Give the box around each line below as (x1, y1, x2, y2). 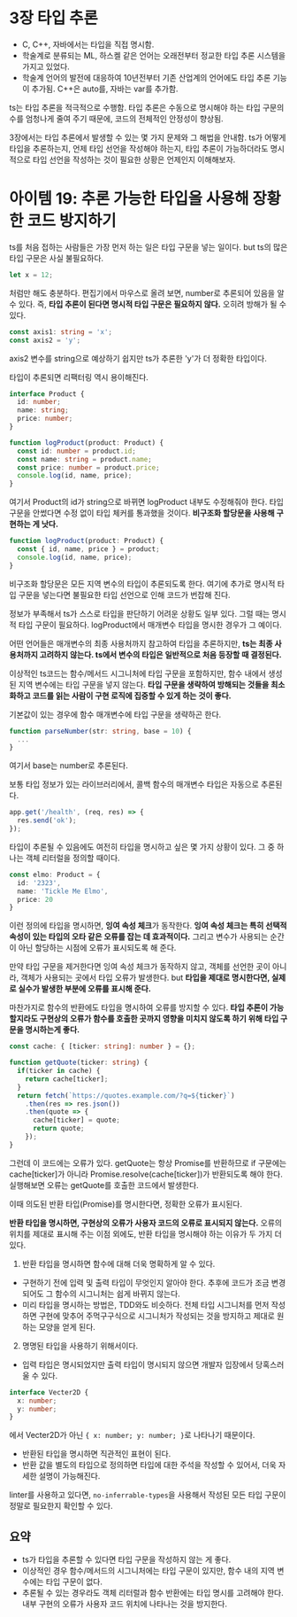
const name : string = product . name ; (17, 455, 152, 463)
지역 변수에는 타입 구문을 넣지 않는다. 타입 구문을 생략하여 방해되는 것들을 (18, 679, 270, 689)
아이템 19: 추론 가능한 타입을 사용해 (9, 189, 249, 209)
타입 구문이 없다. (45, 1576, 103, 1587)
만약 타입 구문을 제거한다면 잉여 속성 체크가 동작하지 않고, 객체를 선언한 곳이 (9, 961, 271, 972)
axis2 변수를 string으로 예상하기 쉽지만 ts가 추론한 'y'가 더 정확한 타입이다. (9, 353, 267, 363)
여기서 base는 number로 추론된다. (9, 760, 128, 771)
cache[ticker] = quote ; (32, 1116, 121, 1125)
